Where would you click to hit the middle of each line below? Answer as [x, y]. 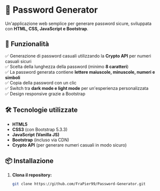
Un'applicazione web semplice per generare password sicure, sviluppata [78, 23]
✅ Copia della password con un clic [41, 83]
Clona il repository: [32, 175]
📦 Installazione [29, 161]
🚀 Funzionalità [27, 44]
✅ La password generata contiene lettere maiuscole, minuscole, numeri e [80, 72]
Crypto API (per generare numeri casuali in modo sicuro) [69, 145]
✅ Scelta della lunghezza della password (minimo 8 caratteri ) [67, 66]
